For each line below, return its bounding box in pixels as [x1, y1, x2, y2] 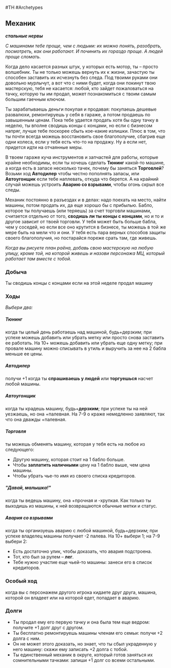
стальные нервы [5, 33, 43, 39]
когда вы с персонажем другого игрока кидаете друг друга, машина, [5, 589, 157, 595]
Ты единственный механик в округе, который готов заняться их [12, 652, 153, 658]
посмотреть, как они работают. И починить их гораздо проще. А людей [5, 48, 163, 54]
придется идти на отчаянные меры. [5, 144, 83, 150]
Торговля [5, 428, 27, 434]
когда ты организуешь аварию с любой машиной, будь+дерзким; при [5, 528, 158, 534]
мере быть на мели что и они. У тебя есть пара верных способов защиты [5, 229, 166, 235]
